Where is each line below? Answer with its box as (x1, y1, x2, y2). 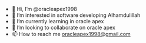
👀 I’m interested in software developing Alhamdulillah (11, 12, 141, 19)
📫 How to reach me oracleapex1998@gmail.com (11, 31, 131, 37)
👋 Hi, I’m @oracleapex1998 (11, 6, 78, 12)
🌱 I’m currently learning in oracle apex (11, 18, 104, 24)
